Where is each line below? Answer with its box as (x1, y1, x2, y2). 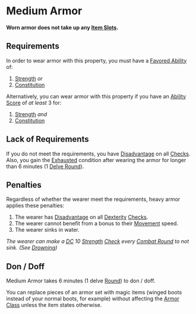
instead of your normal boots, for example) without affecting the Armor (6, 295, 180, 302)
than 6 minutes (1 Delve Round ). (6, 163, 84, 170)
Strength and (14, 110, 48, 117)
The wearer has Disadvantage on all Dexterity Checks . (14, 213, 148, 221)
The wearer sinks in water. (14, 226, 80, 234)
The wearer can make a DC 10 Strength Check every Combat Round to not (6, 238, 189, 245)
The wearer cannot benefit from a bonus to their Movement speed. (14, 220, 179, 227)
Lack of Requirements (6, 134, 89, 144)
